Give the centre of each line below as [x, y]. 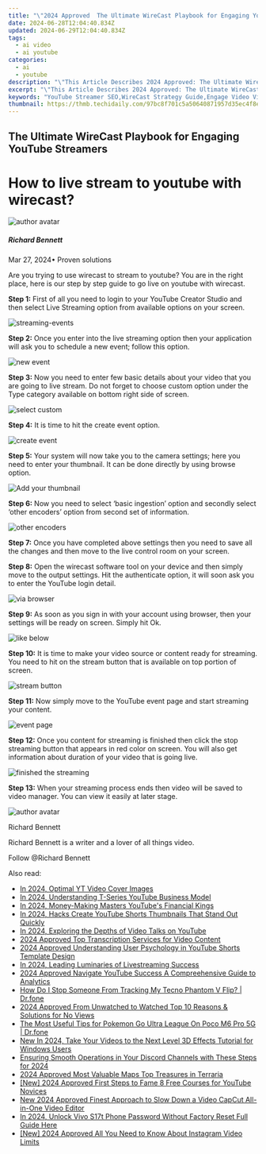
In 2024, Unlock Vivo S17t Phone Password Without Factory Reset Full [133, 1117]
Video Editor [64, 1108]
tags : [17, 38]
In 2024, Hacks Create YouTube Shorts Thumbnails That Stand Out [129, 914]
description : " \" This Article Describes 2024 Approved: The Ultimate [125, 82]
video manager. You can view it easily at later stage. [93, 797]
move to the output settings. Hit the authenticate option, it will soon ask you [131, 575]
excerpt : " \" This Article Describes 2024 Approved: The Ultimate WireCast [134, 89]
